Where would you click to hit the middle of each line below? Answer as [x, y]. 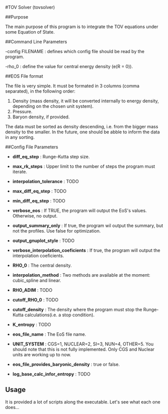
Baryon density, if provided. [41, 117]
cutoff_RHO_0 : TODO [35, 300]
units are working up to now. [42, 355]
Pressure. [22, 112]
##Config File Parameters [32, 147]
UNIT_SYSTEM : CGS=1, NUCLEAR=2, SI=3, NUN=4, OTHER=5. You [83, 344]
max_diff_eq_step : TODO [39, 191]
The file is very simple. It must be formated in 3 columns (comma [72, 86]
